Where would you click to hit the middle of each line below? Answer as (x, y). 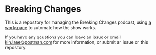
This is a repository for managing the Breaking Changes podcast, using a (78, 22)
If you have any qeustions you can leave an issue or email (63, 37)
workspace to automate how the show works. (51, 27)
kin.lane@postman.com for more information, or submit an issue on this (77, 42)
